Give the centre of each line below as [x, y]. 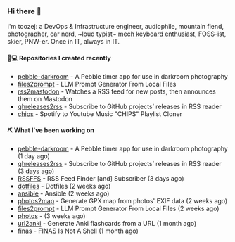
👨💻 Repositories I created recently [59, 58]
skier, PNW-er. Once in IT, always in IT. [64, 42]
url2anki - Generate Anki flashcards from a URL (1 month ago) [107, 223]
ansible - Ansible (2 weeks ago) [63, 193]
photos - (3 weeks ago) [51, 216]
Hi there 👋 [25, 11]
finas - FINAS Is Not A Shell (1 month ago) [78, 231]
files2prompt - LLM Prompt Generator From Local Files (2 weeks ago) [118, 208]
